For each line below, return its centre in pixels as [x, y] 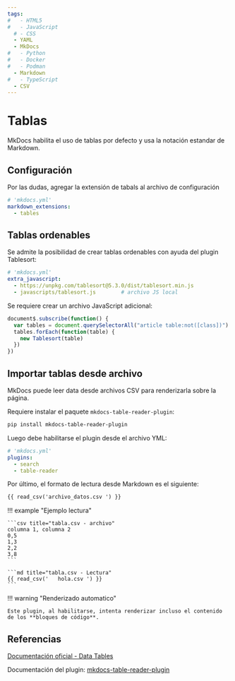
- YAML [23, 40]
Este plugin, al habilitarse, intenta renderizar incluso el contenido [115, 611]
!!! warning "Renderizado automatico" [62, 598]
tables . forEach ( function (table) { [64, 332]
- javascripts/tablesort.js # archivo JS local [96, 293]
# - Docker [26, 60]
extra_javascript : [34, 279]
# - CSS [25, 34]
